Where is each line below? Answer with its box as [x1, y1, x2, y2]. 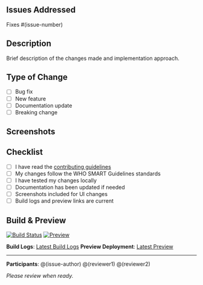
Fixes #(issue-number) [6, 21, 63, 28]
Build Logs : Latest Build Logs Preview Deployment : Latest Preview [6, 243, 173, 251]
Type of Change [6, 72, 68, 82]
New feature [14, 95, 47, 102]
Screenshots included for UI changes [14, 191, 108, 198]
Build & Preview [6, 215, 66, 226]
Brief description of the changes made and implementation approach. [6, 54, 180, 62]
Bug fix [14, 88, 33, 96]
